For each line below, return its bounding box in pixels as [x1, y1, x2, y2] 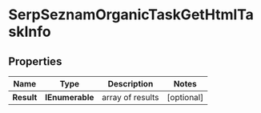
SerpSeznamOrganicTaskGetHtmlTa [8, 6, 254, 24]
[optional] [167, 92, 204, 103]
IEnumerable [45, 92, 94, 103]
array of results [102, 92, 159, 103]
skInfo [8, 22, 51, 41]
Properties [8, 54, 62, 68]
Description [107, 79, 154, 89]
